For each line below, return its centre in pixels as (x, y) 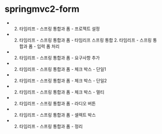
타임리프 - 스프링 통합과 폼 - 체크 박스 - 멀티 (62, 92)
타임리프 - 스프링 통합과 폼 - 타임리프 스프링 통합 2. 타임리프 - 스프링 (85, 40)
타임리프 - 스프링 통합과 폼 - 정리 (51, 126)
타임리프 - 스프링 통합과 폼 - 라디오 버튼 (57, 103)
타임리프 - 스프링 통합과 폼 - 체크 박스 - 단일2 (63, 81)
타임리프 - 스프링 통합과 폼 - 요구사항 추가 (59, 57)
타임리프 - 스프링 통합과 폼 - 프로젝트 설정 (59, 29)
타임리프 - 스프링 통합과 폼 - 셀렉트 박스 (57, 115)
